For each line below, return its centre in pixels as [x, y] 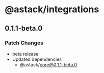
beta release [25, 54]
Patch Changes [24, 43]
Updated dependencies [37, 59]
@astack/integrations [52, 9]
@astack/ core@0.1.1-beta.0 [48, 64]
